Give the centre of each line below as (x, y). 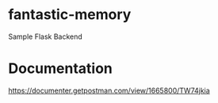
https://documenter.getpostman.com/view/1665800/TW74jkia (109, 90)
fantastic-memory (70, 15)
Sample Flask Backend (46, 36)
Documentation (61, 69)
